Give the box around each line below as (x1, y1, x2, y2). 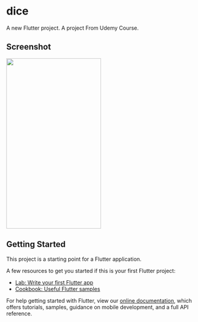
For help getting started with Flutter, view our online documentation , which (6, 297, 193, 304)
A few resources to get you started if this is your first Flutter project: (6, 267, 176, 274)
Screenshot (6, 42, 51, 52)
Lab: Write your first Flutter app (15, 278, 94, 286)
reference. (6, 310, 32, 317)
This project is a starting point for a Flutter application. (6, 255, 142, 263)
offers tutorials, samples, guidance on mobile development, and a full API (6, 303, 189, 310)
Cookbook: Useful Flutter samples (15, 285, 101, 292)
